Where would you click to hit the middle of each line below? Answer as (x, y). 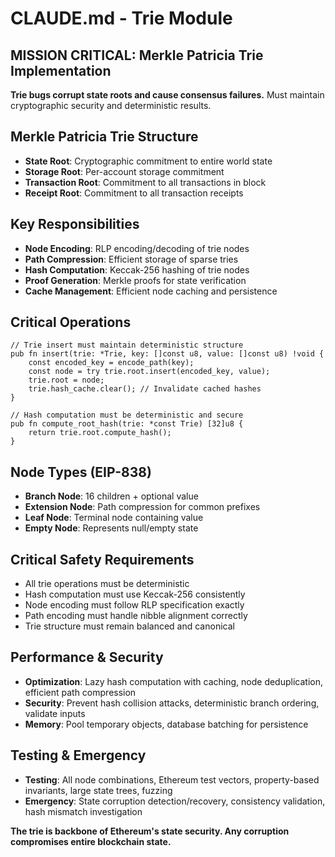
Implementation (61, 70)
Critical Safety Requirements (102, 559)
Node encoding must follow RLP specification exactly (134, 605)
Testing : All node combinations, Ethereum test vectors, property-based (172, 779)
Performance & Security (87, 657)
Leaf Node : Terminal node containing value (114, 518)
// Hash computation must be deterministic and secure (127, 415)
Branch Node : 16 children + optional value (111, 496)
